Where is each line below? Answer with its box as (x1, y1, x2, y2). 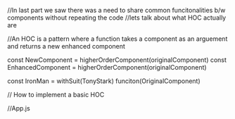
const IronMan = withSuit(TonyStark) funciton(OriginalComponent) (7, 77, 201, 85)
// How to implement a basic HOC (7, 91, 105, 99)
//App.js (7, 104, 30, 112)
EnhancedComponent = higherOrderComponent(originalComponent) (7, 63, 207, 71)
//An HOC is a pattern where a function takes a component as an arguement (7, 35, 228, 43)
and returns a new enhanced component (7, 42, 125, 50)
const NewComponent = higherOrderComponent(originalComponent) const (7, 56, 227, 64)
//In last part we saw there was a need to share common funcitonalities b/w (7, 6, 226, 14)
